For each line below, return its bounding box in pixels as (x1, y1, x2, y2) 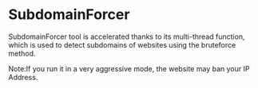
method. (8, 48, 36, 58)
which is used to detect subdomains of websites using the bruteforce (8, 40, 236, 49)
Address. (8, 72, 38, 82)
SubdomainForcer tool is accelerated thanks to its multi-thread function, (8, 32, 245, 41)
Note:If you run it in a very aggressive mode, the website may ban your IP (8, 63, 250, 73)
